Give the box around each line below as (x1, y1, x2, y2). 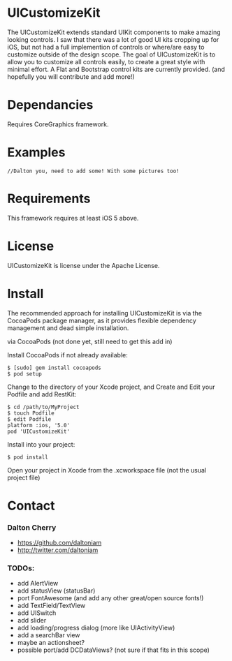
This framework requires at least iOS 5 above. (7, 214, 139, 222)
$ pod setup (7, 370, 42, 378)
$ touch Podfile (7, 410, 55, 417)
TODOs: (7, 563, 35, 573)
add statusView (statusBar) (17, 586, 96, 595)
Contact (7, 498, 55, 514)
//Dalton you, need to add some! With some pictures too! (7, 168, 180, 174)
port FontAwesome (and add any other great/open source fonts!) (17, 594, 204, 602)
